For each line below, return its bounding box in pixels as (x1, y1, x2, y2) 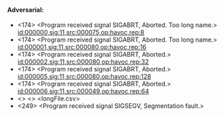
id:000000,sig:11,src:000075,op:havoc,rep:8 (17, 28, 144, 37)
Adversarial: (7, 6, 44, 14)
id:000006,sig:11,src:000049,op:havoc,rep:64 (17, 87, 149, 96)
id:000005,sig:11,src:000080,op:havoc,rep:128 (17, 73, 151, 81)
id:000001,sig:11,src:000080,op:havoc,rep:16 (17, 43, 147, 51)
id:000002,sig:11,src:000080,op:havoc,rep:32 (17, 57, 149, 66)
